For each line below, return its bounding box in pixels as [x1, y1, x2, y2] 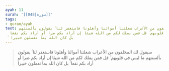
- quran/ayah [5, 21, 33, 26]
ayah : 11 [5, 7, 24, 12]
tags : [5, 16, 17, 21]
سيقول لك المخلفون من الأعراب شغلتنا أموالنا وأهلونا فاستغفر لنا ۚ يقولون [17, 48, 152, 55]
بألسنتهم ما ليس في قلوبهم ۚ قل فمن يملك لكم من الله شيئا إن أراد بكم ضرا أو [17, 54, 161, 60]
